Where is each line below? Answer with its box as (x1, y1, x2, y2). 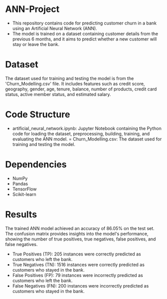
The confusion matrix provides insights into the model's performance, (5, 230, 149, 236)
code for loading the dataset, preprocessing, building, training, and (12, 130, 150, 136)
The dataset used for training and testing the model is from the (5, 75, 134, 81)
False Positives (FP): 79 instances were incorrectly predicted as (12, 272, 143, 278)
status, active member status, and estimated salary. (5, 91, 111, 97)
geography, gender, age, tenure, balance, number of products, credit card (5, 86, 157, 92)
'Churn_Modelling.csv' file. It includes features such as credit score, (5, 80, 145, 86)
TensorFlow (12, 186, 37, 192)
